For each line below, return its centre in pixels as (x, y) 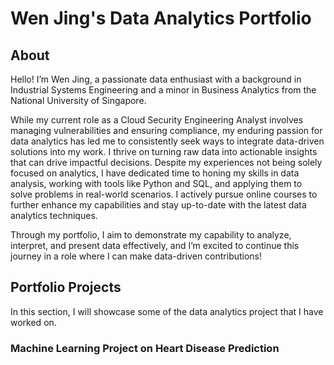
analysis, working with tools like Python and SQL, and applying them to (156, 183)
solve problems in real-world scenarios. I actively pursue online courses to (164, 194)
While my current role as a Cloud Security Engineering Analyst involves (157, 120)
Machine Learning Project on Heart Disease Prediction (145, 348)
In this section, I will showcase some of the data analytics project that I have (167, 311)
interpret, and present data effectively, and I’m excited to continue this (155, 245)
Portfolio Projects (66, 287)
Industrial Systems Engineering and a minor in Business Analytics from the (163, 90)
